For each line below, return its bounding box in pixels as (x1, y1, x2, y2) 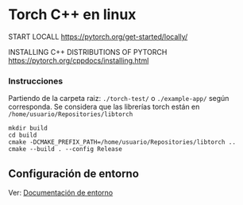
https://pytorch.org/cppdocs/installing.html (8, 56, 149, 65)
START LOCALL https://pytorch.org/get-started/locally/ (8, 32, 188, 41)
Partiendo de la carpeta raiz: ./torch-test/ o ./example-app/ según (8, 94, 229, 103)
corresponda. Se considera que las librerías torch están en (8, 102, 200, 112)
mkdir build (8, 125, 48, 133)
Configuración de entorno (8, 167, 139, 180)
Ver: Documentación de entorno (8, 188, 114, 198)
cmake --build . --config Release (8, 145, 123, 153)
